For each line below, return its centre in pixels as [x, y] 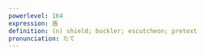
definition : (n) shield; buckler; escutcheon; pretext [103, 31]
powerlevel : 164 [36, 16]
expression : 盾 [33, 23]
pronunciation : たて [42, 38]
